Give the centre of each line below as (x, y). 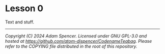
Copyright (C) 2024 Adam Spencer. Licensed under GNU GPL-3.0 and (76, 36)
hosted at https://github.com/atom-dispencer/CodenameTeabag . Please (79, 41)
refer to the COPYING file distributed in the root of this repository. (71, 46)
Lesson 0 (24, 9)
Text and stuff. (20, 22)
